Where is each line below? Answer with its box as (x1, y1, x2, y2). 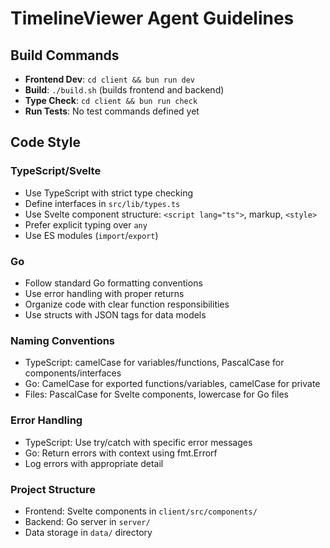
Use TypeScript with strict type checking (24, 187, 194, 199)
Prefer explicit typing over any (24, 218, 148, 231)
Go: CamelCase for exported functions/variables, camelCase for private (24, 378, 321, 390)
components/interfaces (24, 367, 122, 379)
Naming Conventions (10, 333, 116, 347)
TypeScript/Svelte (10, 164, 102, 178)
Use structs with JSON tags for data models (24, 308, 207, 321)
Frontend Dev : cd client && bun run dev (24, 73, 195, 85)
